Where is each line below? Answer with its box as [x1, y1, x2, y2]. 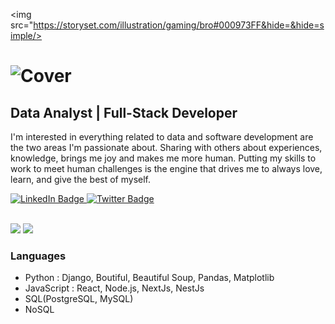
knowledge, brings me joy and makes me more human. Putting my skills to [10, 152, 317, 164]
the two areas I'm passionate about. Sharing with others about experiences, [10, 142, 323, 153]
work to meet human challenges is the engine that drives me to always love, [10, 163, 323, 174]
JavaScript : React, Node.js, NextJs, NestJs [24, 282, 205, 294]
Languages [10, 249, 67, 263]
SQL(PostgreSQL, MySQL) [24, 293, 134, 305]
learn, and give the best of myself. [10, 174, 151, 185]
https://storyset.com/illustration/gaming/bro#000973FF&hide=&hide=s [33, 19, 325, 31]
